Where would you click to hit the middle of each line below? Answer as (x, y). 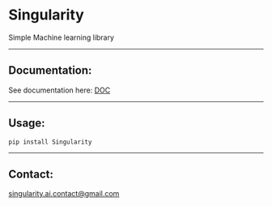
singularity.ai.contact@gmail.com (64, 194)
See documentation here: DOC (59, 90)
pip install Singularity (50, 142)
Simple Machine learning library (62, 37)
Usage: (27, 123)
